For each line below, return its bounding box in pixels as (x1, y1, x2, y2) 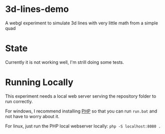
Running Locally (5, 77, 74, 88)
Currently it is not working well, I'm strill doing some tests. (5, 59, 125, 65)
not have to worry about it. (5, 113, 60, 119)
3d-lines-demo (5, 3, 69, 15)
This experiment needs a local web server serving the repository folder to (5, 93, 157, 99)
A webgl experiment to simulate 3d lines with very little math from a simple (5, 20, 159, 26)
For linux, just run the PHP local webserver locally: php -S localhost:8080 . (5, 123, 161, 129)
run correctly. (5, 98, 33, 104)
